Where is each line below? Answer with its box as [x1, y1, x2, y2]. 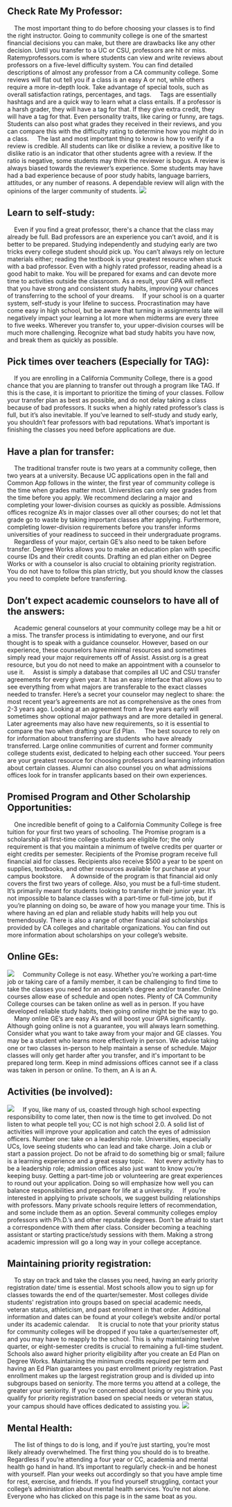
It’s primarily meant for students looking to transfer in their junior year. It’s [7, 886, 216, 894]
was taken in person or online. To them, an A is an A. [7, 1066, 157, 1074]
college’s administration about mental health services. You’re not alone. [7, 1485, 211, 1493]
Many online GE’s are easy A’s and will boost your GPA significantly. [13, 1014, 206, 1023]
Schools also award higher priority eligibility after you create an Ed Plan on [7, 1350, 220, 1358]
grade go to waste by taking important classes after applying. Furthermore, [7, 515, 222, 524]
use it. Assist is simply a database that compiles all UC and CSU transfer [7, 668, 220, 676]
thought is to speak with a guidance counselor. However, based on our [7, 639, 209, 647]
